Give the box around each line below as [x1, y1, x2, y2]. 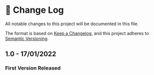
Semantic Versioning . [5, 36, 49, 41]
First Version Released [5, 65, 61, 72]
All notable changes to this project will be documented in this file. [5, 21, 139, 27]
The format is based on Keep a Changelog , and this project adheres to [5, 30, 149, 36]
